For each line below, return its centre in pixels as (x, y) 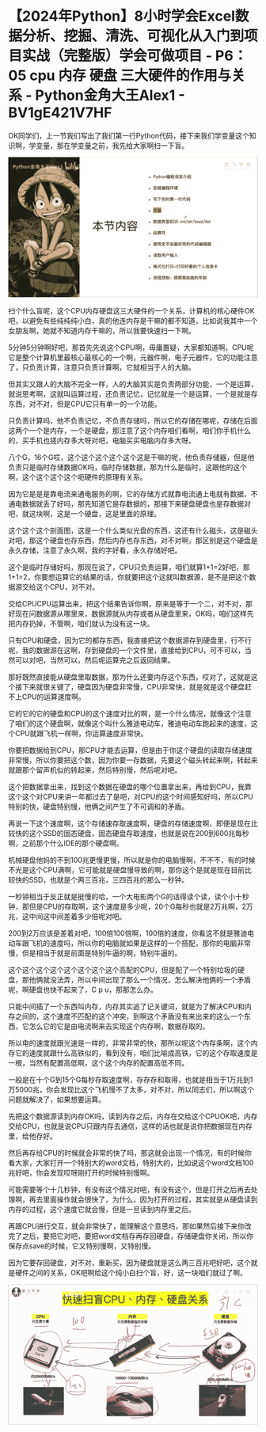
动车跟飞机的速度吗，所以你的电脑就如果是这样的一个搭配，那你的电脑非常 (129, 944)
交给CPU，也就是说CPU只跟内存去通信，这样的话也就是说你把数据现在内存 (131, 1126)
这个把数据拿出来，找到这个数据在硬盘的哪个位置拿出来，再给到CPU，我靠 (130, 787)
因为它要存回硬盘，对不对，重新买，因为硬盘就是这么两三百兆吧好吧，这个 (129, 1263)
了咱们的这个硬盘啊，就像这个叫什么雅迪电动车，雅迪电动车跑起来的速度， (129, 724)
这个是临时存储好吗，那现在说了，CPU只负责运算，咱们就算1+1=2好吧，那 (129, 568)
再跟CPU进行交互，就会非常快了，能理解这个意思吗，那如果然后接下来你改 (130, 1226)
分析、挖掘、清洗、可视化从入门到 (133, 36)
